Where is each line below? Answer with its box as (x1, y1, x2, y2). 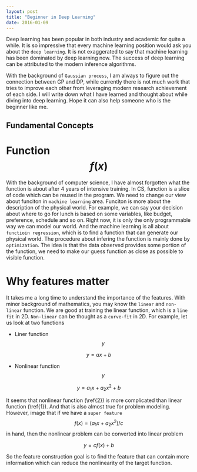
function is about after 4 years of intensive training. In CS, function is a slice (6, 185, 190, 192)
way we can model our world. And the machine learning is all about (6, 222, 169, 230)
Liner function (14, 330, 49, 337)
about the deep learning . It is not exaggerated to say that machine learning (6, 48, 188, 55)
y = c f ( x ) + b (83, 441, 115, 448)
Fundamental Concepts (6, 120, 94, 130)
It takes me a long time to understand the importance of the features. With (6, 294, 186, 301)
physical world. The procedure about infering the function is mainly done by (6, 235, 190, 242)
